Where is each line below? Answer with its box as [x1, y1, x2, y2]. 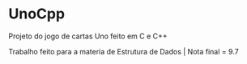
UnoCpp [8, 5, 66, 23]
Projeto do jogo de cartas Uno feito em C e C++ [8, 31, 168, 41]
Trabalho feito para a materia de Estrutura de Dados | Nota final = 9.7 [8, 46, 239, 56]
